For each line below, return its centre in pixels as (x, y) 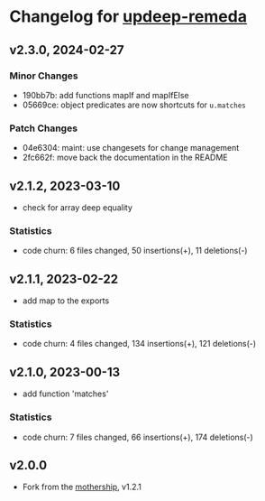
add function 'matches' (65, 394)
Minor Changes (44, 76)
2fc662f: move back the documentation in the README (125, 158)
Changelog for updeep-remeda (128, 17)
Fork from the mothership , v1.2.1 (82, 487)
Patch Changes (44, 128)
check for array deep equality (78, 207)
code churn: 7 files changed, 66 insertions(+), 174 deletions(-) (138, 437)
